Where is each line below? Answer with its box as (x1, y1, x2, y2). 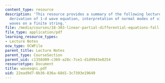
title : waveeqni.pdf (5, 66, 48, 71)
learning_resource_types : (5, 35, 58, 40)
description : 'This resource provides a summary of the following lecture (5, 12, 162, 17)
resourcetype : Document (5, 62, 54, 66)
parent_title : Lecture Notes (5, 48, 65, 53)
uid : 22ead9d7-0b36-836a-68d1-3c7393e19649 (5, 71, 96, 76)
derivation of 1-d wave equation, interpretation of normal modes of (9, 16, 155, 21)
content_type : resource (5, 7, 54, 12)
